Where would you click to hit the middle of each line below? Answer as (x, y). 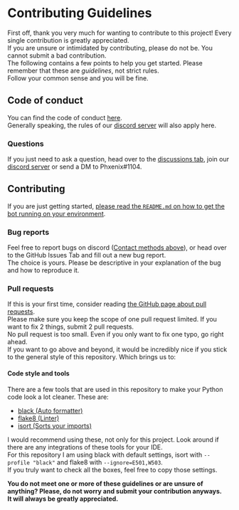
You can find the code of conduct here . (65, 117)
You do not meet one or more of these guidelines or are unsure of (106, 483)
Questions (26, 144)
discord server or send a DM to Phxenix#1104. (75, 167)
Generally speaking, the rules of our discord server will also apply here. (112, 125)
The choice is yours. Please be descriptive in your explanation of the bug (115, 263)
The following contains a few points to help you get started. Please (105, 63)
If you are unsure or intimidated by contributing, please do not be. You (110, 48)
